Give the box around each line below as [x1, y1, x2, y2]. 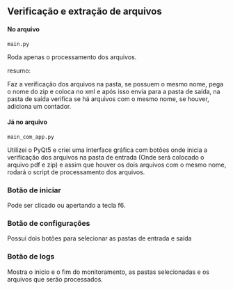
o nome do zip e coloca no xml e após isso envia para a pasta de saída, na [7, 87, 220, 96]
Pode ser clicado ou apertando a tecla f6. [7, 201, 126, 210]
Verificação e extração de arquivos [7, 6, 162, 17]
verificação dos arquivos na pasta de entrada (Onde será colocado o [7, 153, 204, 161]
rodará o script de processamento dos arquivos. [7, 167, 145, 176]
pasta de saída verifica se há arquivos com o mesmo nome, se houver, [7, 94, 210, 103]
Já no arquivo [7, 118, 47, 126]
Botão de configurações [7, 219, 90, 229]
